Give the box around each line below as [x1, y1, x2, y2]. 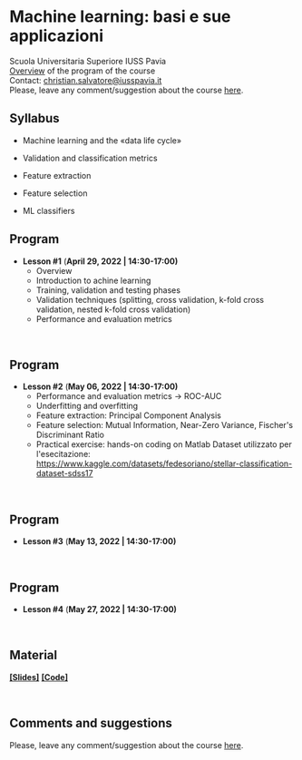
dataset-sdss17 [35, 468, 93, 479]
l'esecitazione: [35, 449, 91, 460]
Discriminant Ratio [35, 429, 105, 441]
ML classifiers [22, 205, 75, 216]
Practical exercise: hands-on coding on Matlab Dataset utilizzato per [35, 439, 292, 450]
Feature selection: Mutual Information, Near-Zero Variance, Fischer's [35, 420, 293, 431]
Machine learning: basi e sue [9, 6, 231, 27]
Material [9, 648, 57, 663]
